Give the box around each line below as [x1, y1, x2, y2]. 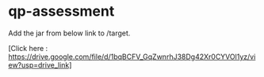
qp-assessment [8, 2, 115, 20]
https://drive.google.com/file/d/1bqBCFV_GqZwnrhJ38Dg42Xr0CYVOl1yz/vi [8, 52, 256, 61]
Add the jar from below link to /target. [8, 28, 131, 38]
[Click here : [8, 43, 48, 53]
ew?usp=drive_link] [8, 60, 72, 69]
